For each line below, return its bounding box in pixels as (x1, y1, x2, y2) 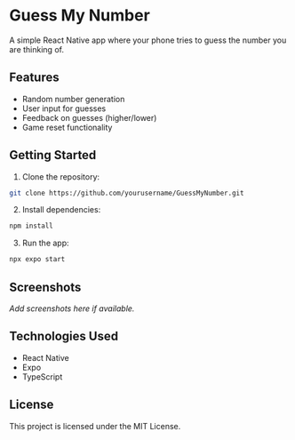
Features (9, 70, 60, 85)
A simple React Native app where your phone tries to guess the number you (9, 35, 287, 45)
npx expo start (9, 255, 66, 264)
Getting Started (9, 148, 97, 163)
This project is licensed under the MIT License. (9, 420, 181, 431)
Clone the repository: (21, 171, 100, 182)
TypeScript (21, 371, 63, 382)
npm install (9, 221, 53, 231)
